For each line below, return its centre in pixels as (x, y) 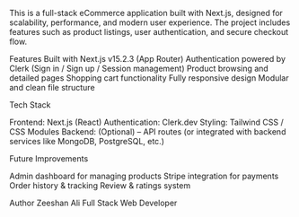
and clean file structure (53, 87)
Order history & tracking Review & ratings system (100, 186)
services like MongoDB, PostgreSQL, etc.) (87, 141)
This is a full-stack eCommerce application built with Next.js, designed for (146, 13)
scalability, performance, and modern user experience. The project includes (150, 22)
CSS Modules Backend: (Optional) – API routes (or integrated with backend (148, 132)
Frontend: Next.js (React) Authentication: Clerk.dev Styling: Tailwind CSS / (147, 122)
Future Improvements (49, 159)
